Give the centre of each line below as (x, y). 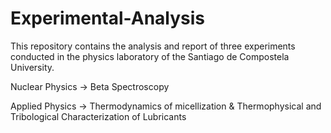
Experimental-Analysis (108, 18)
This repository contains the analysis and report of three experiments (153, 46)
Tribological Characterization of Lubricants (98, 116)
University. (32, 67)
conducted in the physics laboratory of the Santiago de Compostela (150, 56)
